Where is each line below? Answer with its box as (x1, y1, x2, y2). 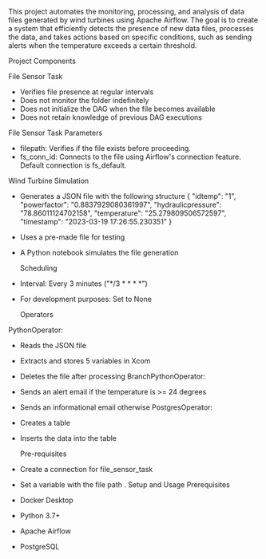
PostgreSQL (19, 542, 60, 551)
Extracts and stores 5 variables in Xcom (19, 356, 151, 366)
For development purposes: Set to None (19, 295, 152, 303)
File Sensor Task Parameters (8, 128, 103, 137)
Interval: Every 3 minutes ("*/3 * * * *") (19, 279, 148, 288)
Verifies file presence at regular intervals (19, 87, 154, 97)
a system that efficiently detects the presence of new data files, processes (8, 24, 254, 33)
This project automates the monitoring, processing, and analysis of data (8, 7, 245, 16)
